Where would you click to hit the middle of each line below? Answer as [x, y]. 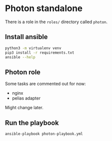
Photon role [23, 72]
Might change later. [24, 108]
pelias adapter [26, 98]
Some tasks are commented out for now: [45, 84]
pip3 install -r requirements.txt [40, 53]
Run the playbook [32, 123]
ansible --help [20, 57]
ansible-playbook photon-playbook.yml [44, 134]
